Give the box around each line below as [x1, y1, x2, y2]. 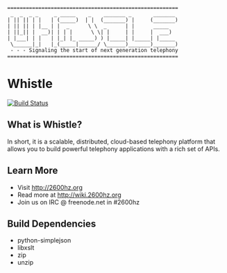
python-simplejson [17, 236, 72, 245]
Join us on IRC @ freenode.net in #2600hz [17, 197, 140, 206]
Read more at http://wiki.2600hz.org [17, 191, 121, 199]
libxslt [17, 244, 35, 252]
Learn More [7, 165, 58, 177]
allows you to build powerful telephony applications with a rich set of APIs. [7, 144, 220, 153]
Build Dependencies [7, 218, 96, 229]
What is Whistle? [7, 119, 83, 131]
